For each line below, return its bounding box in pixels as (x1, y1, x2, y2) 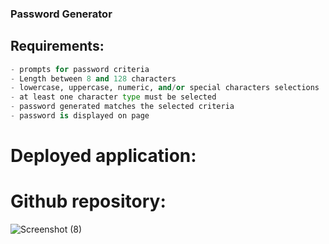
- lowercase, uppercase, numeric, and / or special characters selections (10, 83, 320, 93)
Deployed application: (10, 145, 197, 167)
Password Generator (10, 7, 113, 21)
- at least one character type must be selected (10, 92, 217, 102)
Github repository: (10, 190, 167, 213)
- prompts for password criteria (10, 64, 150, 74)
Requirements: (10, 38, 105, 55)
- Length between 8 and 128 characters (10, 73, 177, 84)
